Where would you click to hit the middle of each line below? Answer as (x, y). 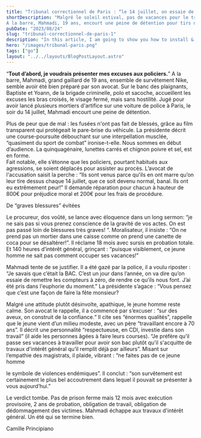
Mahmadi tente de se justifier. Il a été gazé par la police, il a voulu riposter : (98, 267)
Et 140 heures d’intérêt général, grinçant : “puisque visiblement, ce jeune (96, 249)
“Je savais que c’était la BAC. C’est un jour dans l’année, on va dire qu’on (95, 273)
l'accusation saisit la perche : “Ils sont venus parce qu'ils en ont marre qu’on (100, 174)
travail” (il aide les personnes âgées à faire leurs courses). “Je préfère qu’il (98, 336)
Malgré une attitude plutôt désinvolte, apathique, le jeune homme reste (93, 304)
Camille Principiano (30, 428)
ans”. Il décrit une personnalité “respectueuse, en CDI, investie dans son (95, 330)
